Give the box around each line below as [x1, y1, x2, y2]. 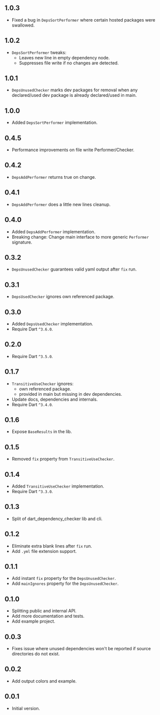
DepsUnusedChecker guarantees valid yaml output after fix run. [11, 266, 137, 272]
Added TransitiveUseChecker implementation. [11, 483, 105, 489]
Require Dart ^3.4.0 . [11, 401, 53, 407]
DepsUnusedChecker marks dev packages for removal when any [11, 87, 138, 93]
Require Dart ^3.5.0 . [11, 353, 53, 359]
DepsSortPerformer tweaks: [11, 49, 67, 55]
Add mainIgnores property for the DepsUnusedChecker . [11, 580, 119, 586]
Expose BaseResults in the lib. [11, 429, 72, 435]
